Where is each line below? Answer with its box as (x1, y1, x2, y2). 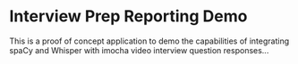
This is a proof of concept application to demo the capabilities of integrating (9, 36, 290, 46)
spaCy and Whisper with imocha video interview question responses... (9, 44, 269, 55)
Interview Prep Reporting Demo (9, 6, 248, 27)
